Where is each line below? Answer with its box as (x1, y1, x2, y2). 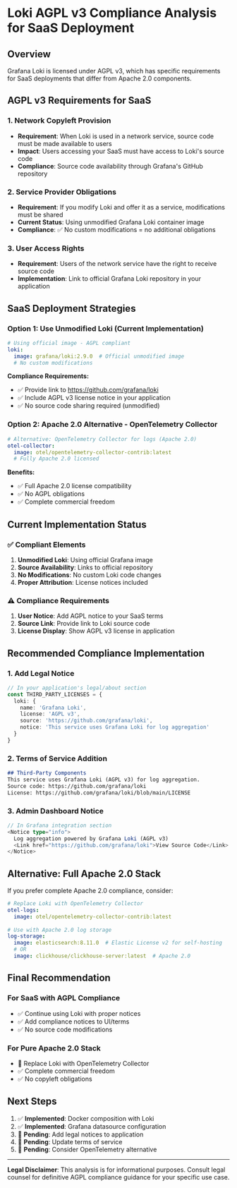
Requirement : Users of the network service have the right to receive (17, 260, 217, 268)
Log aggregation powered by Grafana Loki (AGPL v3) (13, 835, 169, 842)
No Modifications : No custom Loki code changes (17, 570, 162, 579)
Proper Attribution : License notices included (17, 578, 148, 586)
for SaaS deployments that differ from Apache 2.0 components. (7, 74, 192, 83)
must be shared (17, 210, 63, 219)
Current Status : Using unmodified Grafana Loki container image (17, 217, 205, 226)
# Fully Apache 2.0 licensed (13, 455, 99, 463)
